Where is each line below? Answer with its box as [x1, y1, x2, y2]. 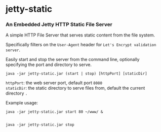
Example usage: [5, 100, 39, 106]
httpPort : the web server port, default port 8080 [5, 80, 103, 86]
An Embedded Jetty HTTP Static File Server [5, 21, 113, 28]
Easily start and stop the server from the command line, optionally [5, 57, 140, 63]
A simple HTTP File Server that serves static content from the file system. [5, 32, 155, 38]
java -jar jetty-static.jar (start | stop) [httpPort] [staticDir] [5, 71, 148, 76]
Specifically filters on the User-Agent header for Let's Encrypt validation [5, 42, 157, 48]
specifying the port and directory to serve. [5, 62, 92, 67]
